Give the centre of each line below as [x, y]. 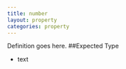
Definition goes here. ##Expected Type [63, 46]
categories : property [38, 26]
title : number [28, 13]
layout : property [32, 20]
